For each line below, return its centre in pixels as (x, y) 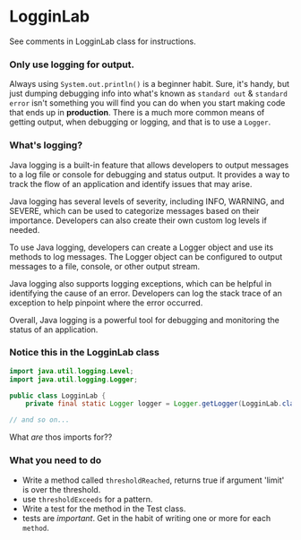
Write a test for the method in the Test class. (104, 509)
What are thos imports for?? (61, 437)
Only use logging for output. (72, 64)
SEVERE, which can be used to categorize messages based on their (134, 210)
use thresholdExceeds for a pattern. (87, 499)
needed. (25, 229)
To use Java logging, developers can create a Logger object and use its (142, 247)
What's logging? (46, 145)
